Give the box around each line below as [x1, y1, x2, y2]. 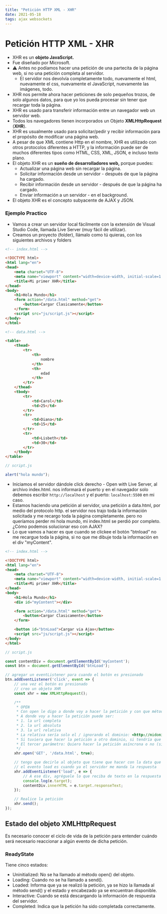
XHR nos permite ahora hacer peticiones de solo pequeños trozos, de [12, 92, 156, 98]
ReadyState [5, 850, 34, 857]
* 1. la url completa [16, 718, 61, 724]
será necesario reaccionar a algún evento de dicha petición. [5, 838, 128, 844]
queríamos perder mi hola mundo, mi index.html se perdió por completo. [12, 518, 161, 524]
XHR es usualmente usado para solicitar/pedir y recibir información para [12, 129, 161, 134]
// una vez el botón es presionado [14, 682, 88, 687]
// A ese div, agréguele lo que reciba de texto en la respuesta [23, 774, 162, 779]
